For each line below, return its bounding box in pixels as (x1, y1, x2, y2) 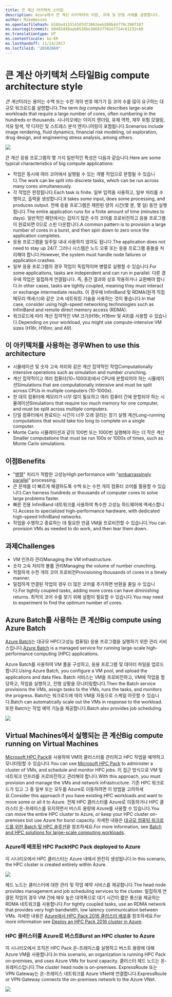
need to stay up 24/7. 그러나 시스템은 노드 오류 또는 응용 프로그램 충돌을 (12, 245, 159, 251)
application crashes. (12, 257, 56, 263)
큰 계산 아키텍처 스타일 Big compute (5, 69, 150, 81)
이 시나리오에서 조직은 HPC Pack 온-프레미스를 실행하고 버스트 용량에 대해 (5, 945, 155, 951)
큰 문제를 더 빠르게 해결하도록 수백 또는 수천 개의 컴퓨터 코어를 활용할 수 (12, 483, 157, 489)
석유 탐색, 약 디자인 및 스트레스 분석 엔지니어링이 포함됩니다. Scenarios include (5, 123, 164, 129)
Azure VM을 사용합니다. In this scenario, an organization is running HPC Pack (5, 951, 166, 957)
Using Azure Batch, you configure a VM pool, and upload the (18, 667, 148, 674)
